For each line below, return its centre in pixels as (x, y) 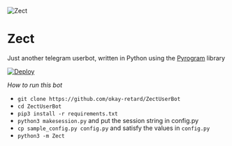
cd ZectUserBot (39, 106)
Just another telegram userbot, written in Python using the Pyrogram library (116, 58)
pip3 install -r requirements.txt (67, 114)
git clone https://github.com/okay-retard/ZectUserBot (99, 99)
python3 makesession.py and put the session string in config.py (108, 120)
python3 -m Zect (41, 136)
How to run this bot (35, 85)
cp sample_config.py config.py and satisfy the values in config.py (114, 128)
